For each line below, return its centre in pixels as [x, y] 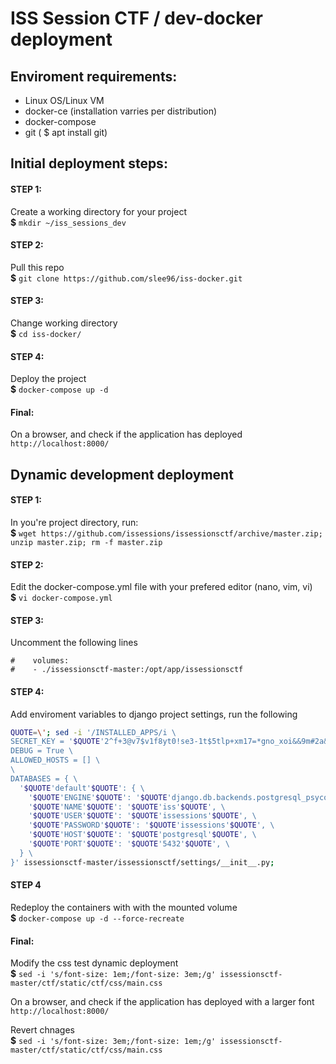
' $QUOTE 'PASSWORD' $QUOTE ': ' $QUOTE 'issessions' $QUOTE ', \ [151, 825]
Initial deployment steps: [89, 163]
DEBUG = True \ [42, 751]
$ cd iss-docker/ [46, 333]
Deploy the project [48, 379]
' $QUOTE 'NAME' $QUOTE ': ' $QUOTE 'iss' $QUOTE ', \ [127, 807]
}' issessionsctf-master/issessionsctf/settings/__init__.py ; [142, 862]
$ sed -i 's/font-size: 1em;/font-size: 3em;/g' [113, 974]
